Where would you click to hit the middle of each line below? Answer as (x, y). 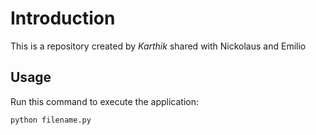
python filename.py (51, 120)
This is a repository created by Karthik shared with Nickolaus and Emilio (158, 46)
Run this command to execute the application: (104, 101)
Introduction (63, 18)
